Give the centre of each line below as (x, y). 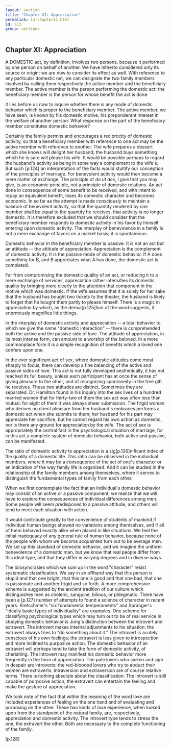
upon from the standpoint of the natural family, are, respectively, (73, 713)
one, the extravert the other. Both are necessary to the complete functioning (86, 724)
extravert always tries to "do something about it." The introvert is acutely (82, 632)
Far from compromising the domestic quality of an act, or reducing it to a (82, 275)
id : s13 (14, 24)
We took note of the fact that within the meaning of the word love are (78, 696)
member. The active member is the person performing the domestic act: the (85, 89)
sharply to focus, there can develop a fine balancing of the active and (78, 365)
